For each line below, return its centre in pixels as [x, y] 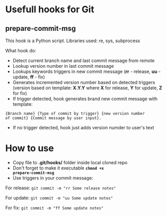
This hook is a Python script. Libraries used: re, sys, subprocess [73, 41]
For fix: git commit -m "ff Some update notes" [54, 208]
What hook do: [21, 51]
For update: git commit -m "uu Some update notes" [59, 198]
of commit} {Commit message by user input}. [53, 118]
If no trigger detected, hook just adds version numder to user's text [83, 127]
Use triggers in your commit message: [53, 178]
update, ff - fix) [29, 77]
